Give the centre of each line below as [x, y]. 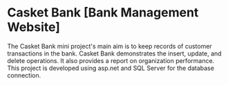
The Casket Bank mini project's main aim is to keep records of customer [110, 46]
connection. [24, 75]
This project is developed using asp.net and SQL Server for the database [111, 68]
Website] [34, 27]
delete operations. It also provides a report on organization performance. [111, 60]
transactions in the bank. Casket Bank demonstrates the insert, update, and [115, 53]
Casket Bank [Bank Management [103, 13]
